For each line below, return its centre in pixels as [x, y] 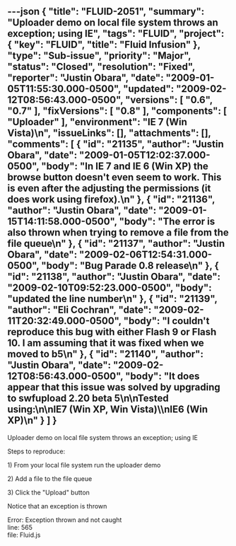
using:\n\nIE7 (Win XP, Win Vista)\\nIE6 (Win [108, 409]
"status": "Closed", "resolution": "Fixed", [101, 67]
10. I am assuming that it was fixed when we [106, 343]
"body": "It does [162, 377]
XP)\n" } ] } [32, 420]
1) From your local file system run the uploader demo [84, 465]
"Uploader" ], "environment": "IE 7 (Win [97, 122]
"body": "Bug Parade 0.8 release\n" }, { [130, 266]
